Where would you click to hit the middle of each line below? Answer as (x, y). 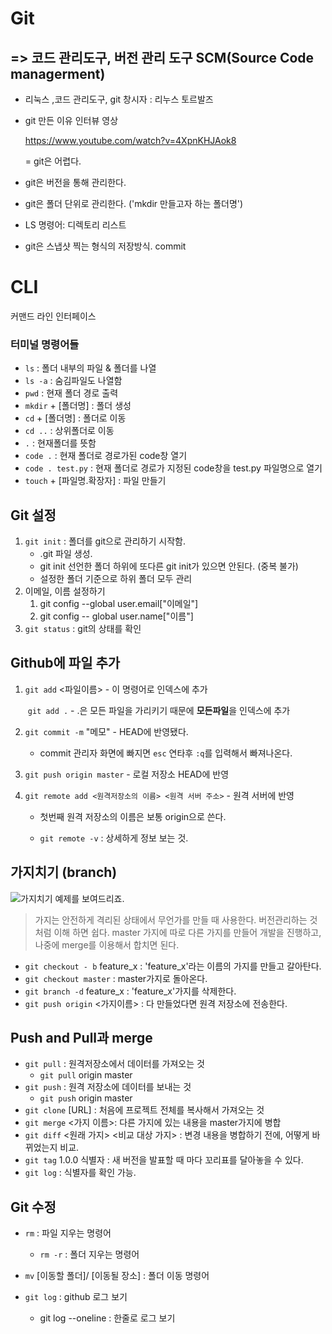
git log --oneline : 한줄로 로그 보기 (107, 1318)
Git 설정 (33, 515)
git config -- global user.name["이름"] (116, 616)
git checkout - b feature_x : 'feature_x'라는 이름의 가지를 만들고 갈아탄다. (173, 966)
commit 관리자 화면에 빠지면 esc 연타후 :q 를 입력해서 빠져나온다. (166, 753)
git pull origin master (86, 1075)
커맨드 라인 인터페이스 (53, 316)
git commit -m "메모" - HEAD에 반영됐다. (106, 731)
